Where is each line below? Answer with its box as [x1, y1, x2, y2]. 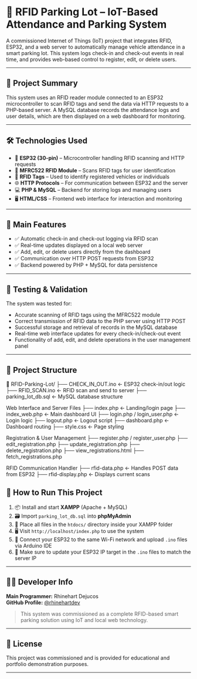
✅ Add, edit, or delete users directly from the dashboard [14, 249, 151, 256]
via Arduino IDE [14, 542, 52, 549]
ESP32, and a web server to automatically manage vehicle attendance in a [6, 43, 185, 50]
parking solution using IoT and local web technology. [20, 616, 148, 623]
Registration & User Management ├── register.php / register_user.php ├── [6, 434, 188, 442]
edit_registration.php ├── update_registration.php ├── [6, 441, 140, 447]
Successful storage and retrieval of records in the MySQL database [14, 324, 178, 331]
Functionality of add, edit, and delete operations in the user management [14, 337, 191, 344]
